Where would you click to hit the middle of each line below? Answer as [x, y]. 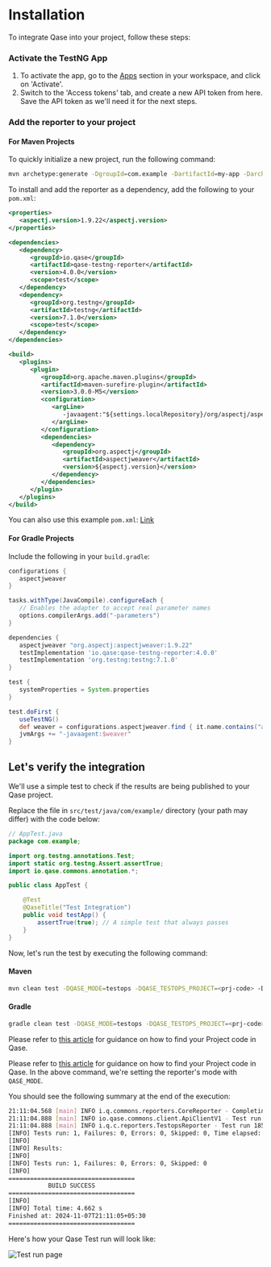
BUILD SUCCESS [71, 1186]
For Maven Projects [42, 141]
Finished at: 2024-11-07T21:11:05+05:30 [77, 1215]
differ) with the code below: [54, 819]
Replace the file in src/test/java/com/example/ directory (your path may [128, 811]
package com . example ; [45, 841]
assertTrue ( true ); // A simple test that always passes [133, 922]
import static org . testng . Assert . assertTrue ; [86, 863]
